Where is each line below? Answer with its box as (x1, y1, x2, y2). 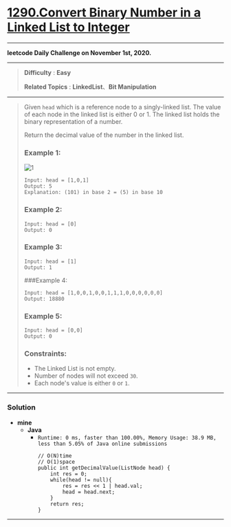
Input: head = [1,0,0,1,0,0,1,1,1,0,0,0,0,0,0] (23, 289, 163, 297)
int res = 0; (50, 470, 87, 477)
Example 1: (23, 148, 61, 158)
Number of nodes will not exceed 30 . (34, 372, 138, 380)
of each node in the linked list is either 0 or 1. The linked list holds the (23, 110, 220, 118)
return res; (50, 500, 85, 507)
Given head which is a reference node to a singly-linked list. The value (23, 103, 221, 111)
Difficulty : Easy (23, 68, 71, 76)
